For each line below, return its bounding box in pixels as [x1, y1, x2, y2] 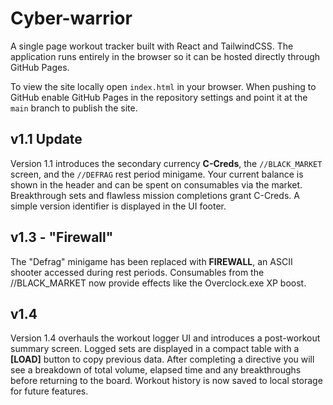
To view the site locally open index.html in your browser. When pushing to [10, 80, 317, 92]
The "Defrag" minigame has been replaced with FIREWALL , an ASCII [10, 255, 293, 267]
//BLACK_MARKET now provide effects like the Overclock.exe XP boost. [10, 277, 307, 289]
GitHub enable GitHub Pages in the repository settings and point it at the [10, 91, 308, 103]
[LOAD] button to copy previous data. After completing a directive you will [10, 353, 315, 366]
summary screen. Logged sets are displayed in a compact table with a [10, 343, 300, 355]
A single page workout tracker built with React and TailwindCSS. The [10, 40, 294, 52]
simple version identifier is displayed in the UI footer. [10, 200, 227, 212]
